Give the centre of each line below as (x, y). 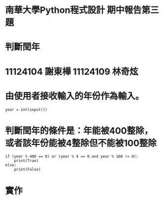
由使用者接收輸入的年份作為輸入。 (75, 96)
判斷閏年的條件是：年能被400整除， (79, 130)
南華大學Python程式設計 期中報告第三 (82, 10)
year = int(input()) (27, 109)
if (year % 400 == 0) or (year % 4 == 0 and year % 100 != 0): (72, 156)
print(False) (27, 170)
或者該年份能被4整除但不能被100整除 (81, 143)
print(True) (26, 161)
